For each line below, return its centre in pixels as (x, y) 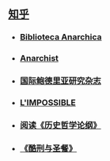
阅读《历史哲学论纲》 (60, 125)
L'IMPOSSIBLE (48, 103)
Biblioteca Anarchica (61, 37)
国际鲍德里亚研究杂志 (60, 81)
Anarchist (39, 58)
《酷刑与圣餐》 (48, 148)
